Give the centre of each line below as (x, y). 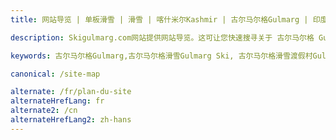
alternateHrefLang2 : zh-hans (71, 120)
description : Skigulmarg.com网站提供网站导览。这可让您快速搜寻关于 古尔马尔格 (162, 37)
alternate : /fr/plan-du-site (71, 92)
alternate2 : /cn (44, 111)
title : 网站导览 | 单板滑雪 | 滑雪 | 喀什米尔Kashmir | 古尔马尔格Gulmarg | (159, 19)
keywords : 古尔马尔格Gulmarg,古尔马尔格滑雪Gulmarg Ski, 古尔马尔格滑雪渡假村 (161, 56)
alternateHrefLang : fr (57, 101)
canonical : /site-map (55, 74)
